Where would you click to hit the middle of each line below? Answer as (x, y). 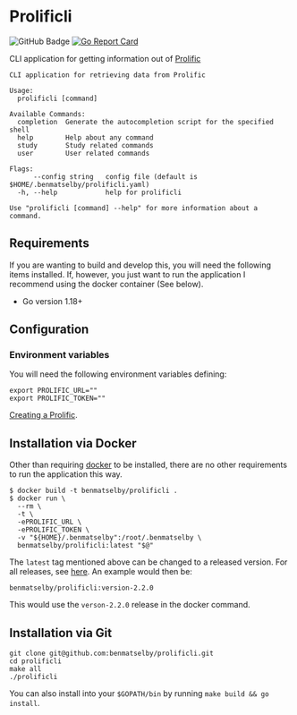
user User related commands (84, 153)
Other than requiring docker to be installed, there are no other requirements (148, 465)
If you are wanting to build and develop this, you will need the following (140, 265)
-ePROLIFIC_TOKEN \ (54, 530)
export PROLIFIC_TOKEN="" (57, 399)
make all (25, 669)
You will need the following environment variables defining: (118, 374)
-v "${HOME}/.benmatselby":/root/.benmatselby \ (110, 538)
